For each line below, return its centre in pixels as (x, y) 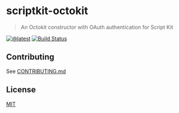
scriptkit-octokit (47, 11)
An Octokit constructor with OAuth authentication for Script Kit (97, 27)
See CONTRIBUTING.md (36, 71)
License (21, 90)
